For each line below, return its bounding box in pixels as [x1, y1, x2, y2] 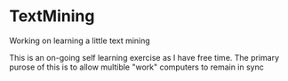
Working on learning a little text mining [9, 35, 151, 46]
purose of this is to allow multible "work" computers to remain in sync [9, 62, 264, 72]
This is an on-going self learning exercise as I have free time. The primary [9, 52, 280, 63]
